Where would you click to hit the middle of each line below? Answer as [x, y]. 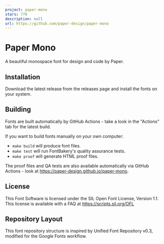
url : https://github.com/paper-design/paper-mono [57, 23]
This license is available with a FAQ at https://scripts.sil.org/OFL [70, 204]
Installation [23, 77]
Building [18, 110]
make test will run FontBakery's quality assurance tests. [69, 151]
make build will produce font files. [47, 145]
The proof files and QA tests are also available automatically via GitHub [77, 166]
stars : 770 [16, 14]
